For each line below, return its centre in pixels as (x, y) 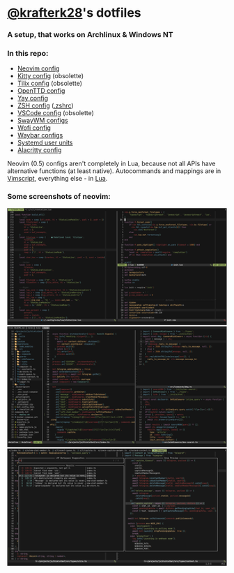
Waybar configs (40, 135)
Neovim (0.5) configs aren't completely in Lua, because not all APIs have (111, 164)
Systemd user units (45, 143)
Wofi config (34, 128)
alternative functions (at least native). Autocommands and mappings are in (114, 171)
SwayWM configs (42, 121)
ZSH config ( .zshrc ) (46, 105)
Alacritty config (39, 150)
